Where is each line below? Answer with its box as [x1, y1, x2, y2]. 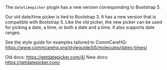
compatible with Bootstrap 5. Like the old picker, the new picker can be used [5, 19, 163, 25]
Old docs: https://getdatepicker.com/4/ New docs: [5, 54, 109, 60]
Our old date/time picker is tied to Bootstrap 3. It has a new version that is [5, 14, 156, 19]
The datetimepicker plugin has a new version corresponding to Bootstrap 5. [5, 4, 161, 10]
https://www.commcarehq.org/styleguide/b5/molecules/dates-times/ [5, 45, 147, 50]
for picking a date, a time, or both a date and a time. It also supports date [5, 24, 155, 30]
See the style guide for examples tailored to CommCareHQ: [5, 39, 127, 45]
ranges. [5, 30, 21, 35]
